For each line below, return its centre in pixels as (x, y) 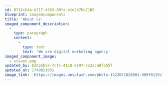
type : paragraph (31, 33)
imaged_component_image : (31, 56)
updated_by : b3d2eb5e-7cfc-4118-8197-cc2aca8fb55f (59, 65)
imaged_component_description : (37, 24)
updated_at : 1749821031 (30, 70)
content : (23, 38)
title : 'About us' (24, 19)
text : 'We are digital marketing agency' (67, 51)
